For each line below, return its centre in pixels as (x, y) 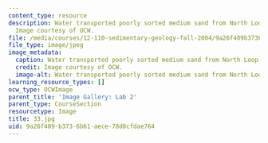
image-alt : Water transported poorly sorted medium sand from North (132, 75)
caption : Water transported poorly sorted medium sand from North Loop (137, 60)
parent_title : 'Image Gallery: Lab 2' (73, 97)
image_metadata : (35, 52)
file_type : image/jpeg (46, 45)
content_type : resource (48, 15)
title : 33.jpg (32, 119)
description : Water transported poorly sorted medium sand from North (128, 23)
